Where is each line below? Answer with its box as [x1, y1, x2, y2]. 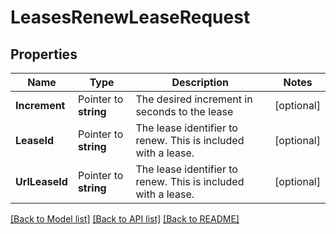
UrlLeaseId [15, 175, 68, 188]
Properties [10, 46, 78, 63]
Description [171, 76, 229, 89]
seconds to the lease [135, 105, 234, 118]
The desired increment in [135, 92, 253, 106]
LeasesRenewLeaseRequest [10, 6, 251, 29]
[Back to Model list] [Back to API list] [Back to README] [10, 213, 240, 225]
